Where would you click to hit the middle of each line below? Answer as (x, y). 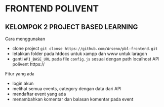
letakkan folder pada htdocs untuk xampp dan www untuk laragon (80, 53)
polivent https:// (28, 64)
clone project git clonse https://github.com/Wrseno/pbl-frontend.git (85, 48)
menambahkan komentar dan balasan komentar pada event (73, 99)
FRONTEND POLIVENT (52, 9)
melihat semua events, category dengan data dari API (67, 89)
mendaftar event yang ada (39, 94)
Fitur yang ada (20, 74)
